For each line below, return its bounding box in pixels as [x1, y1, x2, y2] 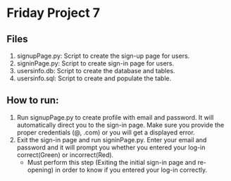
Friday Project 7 [6, 5, 100, 21]
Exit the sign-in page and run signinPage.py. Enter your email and [16, 135, 207, 144]
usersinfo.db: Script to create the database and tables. [16, 67, 175, 75]
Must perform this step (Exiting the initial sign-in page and [27, 158, 196, 166]
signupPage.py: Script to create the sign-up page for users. [16, 51, 190, 60]
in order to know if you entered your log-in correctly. [55, 166, 208, 174]
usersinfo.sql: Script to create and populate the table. [16, 74, 172, 82]
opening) [27, 166, 54, 174]
